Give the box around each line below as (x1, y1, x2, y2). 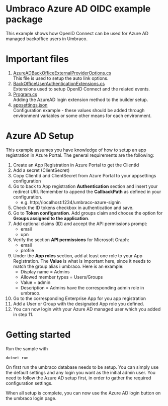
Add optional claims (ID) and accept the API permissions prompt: (13, 221, 148, 227)
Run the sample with (6, 345, 48, 352)
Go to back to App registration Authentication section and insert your (13, 183, 158, 189)
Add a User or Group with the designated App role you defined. (13, 300, 144, 307)
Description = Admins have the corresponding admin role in (20, 284, 144, 290)
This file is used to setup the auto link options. (13, 75, 109, 81)
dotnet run (6, 355, 29, 360)
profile (20, 247, 34, 253)
